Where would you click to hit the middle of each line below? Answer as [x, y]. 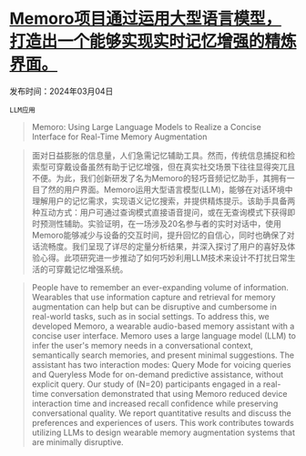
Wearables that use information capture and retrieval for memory [153, 297]
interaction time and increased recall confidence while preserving [155, 403]
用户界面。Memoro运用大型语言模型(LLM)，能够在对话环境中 [178, 189]
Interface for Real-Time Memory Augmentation [119, 137]
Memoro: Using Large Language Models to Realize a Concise [146, 127]
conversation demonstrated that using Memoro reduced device [169, 393]
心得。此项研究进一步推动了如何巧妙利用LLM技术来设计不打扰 [156, 258]
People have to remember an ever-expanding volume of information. [160, 287]
